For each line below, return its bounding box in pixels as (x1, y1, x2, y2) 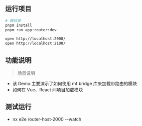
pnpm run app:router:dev (5, 27, 57, 32)
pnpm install (5, 23, 32, 28)
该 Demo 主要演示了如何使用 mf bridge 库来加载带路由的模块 (12, 81, 137, 86)
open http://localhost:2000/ (5, 36, 66, 41)
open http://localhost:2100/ (5, 41, 66, 46)
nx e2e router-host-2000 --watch (12, 116, 82, 122)
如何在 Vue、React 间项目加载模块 (12, 87, 83, 93)
